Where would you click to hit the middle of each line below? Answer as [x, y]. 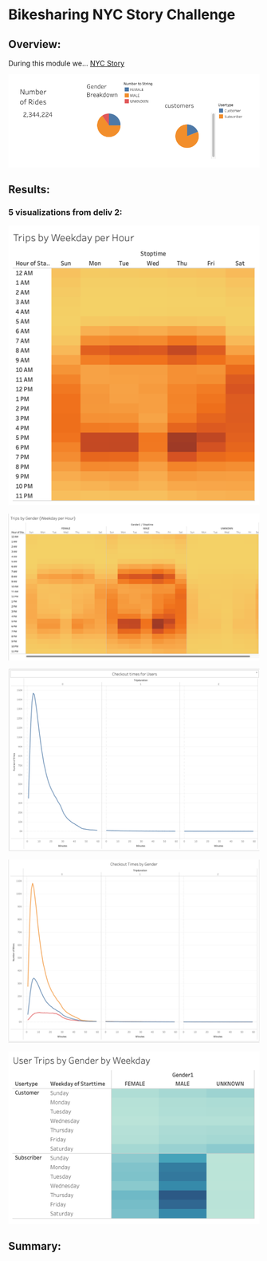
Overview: [35, 44]
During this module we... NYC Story [67, 63]
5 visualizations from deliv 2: [65, 212]
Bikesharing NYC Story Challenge [122, 15]
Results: [29, 190]
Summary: [35, 1246]
